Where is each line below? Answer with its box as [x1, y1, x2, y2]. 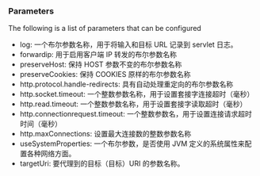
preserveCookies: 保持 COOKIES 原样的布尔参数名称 [19, 70, 192, 79]
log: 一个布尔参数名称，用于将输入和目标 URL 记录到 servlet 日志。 [19, 40, 238, 49]
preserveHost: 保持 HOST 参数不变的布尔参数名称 [19, 59, 182, 69]
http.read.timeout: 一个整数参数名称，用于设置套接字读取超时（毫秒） [19, 99, 247, 109]
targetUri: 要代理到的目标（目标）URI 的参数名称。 [19, 159, 185, 168]
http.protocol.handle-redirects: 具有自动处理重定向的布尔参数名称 [19, 79, 234, 89]
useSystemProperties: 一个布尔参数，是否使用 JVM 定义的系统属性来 [19, 139, 245, 148]
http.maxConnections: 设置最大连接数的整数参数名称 [19, 129, 192, 139]
